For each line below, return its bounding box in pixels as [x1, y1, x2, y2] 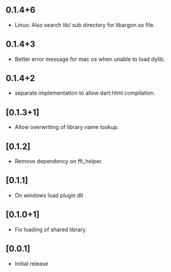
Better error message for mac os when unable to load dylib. [14, 55, 165, 63]
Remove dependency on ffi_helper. [14, 158, 103, 165]
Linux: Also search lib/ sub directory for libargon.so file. [14, 21, 155, 28]
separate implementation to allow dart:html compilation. [14, 89, 156, 97]
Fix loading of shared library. [14, 225, 87, 233]
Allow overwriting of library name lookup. [14, 123, 119, 131]
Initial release [14, 260, 48, 267]
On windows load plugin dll [14, 192, 83, 199]
